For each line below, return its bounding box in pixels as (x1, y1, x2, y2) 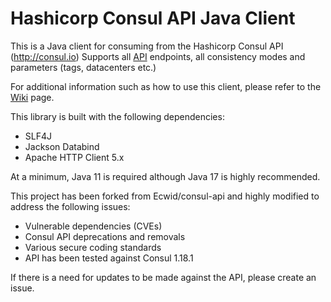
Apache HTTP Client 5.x (24, 151, 125, 163)
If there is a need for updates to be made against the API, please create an (10, 271, 317, 283)
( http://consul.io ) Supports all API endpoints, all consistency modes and (10, 50, 306, 62)
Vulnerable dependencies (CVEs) (24, 220, 163, 232)
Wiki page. (10, 91, 55, 103)
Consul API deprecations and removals (24, 230, 186, 242)
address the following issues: (10, 200, 131, 212)
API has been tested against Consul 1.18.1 (24, 252, 194, 264)
